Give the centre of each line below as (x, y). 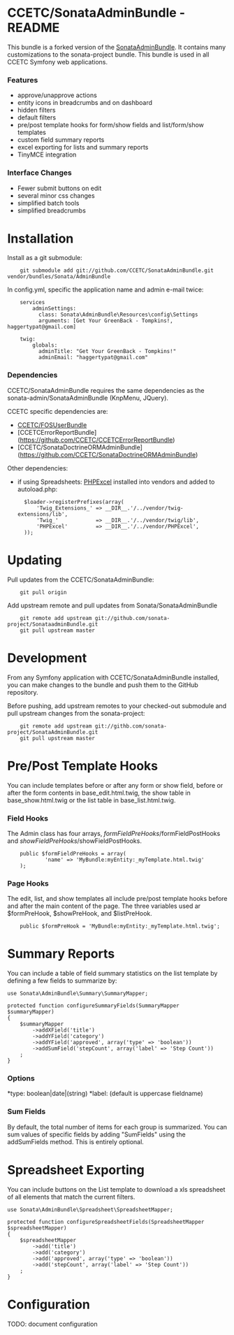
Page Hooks (28, 883)
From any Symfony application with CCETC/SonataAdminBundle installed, (114, 677)
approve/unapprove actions (57, 95)
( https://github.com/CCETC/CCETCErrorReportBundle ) (96, 440)
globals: (45, 345)
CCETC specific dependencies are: (58, 411)
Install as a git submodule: (45, 258)
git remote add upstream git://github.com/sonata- (95, 618)
